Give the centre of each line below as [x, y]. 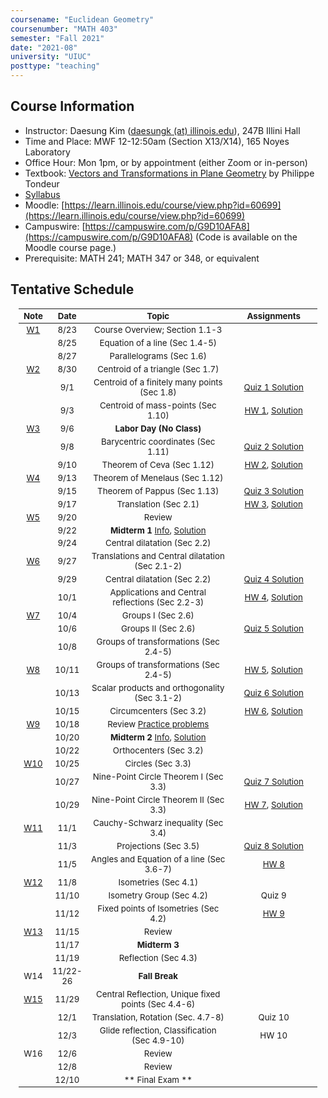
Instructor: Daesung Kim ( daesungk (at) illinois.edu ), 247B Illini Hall [162, 130]
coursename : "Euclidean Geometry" [82, 19]
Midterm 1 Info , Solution [158, 530]
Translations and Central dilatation [158, 556]
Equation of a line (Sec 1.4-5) [158, 342]
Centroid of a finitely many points [158, 382]
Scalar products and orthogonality [158, 688]
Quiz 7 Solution [273, 782]
